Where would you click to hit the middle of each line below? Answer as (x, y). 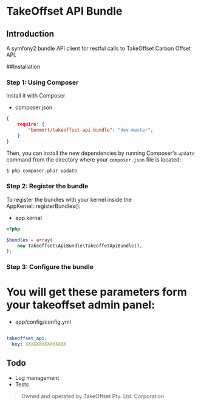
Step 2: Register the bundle (47, 186)
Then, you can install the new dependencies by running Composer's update (101, 153)
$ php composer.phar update (42, 171)
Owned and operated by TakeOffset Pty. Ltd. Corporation (93, 396)
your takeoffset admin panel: (81, 305)
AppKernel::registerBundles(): (43, 206)
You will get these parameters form (97, 292)
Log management (37, 378)
